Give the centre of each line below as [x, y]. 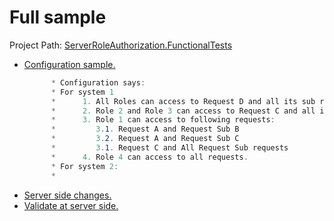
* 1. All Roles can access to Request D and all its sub [183, 101]
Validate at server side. [71, 205]
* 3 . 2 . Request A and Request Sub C [145, 139]
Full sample [58, 17]
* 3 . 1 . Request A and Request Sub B [145, 129]
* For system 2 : [84, 166]
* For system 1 [82, 92]
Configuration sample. [69, 64]
